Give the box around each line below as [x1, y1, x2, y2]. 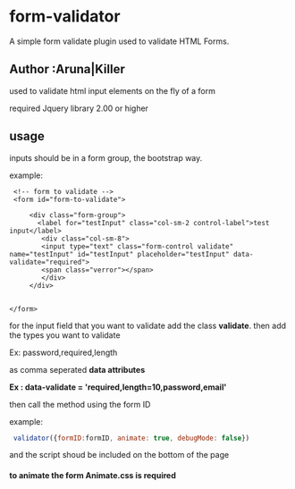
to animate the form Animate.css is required [9, 470, 176, 481]
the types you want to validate [9, 329, 121, 341]
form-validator [9, 6, 121, 27]
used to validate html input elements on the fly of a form [9, 85, 216, 96]
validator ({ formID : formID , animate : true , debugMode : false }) [13, 434, 250, 443]
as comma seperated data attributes [9, 364, 146, 375]
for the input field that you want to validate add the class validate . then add [9, 320, 287, 331]
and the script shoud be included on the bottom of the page [9, 450, 230, 460]
